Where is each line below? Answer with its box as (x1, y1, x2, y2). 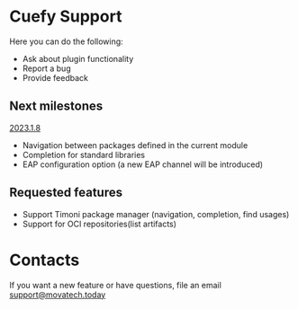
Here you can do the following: (9, 36, 123, 47)
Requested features (9, 185, 123, 200)
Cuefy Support (9, 6, 122, 27)
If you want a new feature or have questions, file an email (9, 279, 222, 290)
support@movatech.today (9, 289, 106, 300)
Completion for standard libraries (22, 149, 146, 160)
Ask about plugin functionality (22, 53, 134, 64)
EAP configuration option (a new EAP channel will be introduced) (22, 159, 264, 170)
